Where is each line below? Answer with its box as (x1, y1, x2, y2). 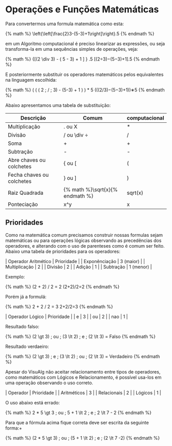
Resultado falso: (5, 323, 39, 329)
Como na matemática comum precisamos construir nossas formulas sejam (5, 232, 163, 238)
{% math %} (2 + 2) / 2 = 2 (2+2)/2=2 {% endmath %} (5, 284, 120, 290)
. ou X (63, 123, 78, 130)
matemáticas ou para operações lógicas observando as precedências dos (5, 237, 162, 244)
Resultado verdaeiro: (5, 343, 49, 349)
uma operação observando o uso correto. (5, 379, 94, 386)
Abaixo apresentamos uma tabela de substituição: (5, 102, 111, 108)
